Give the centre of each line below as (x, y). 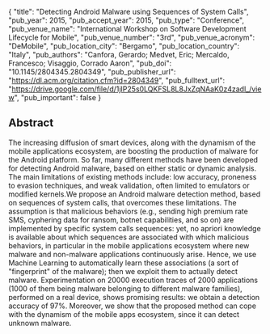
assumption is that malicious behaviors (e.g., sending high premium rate (128, 211)
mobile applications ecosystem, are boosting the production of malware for (133, 151)
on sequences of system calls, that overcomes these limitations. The (122, 202)
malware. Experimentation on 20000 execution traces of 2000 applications (133, 280)
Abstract (31, 123)
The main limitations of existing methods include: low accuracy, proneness (133, 176)
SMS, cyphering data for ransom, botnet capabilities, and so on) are (121, 220)
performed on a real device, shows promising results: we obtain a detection (134, 297)
